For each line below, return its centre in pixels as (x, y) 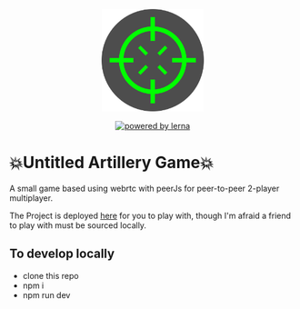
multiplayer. (31, 198)
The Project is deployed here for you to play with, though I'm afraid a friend (150, 215)
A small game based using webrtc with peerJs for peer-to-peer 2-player (145, 188)
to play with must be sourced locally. (78, 225)
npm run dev (46, 294)
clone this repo (50, 275)
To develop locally (62, 254)
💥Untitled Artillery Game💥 (112, 163)
